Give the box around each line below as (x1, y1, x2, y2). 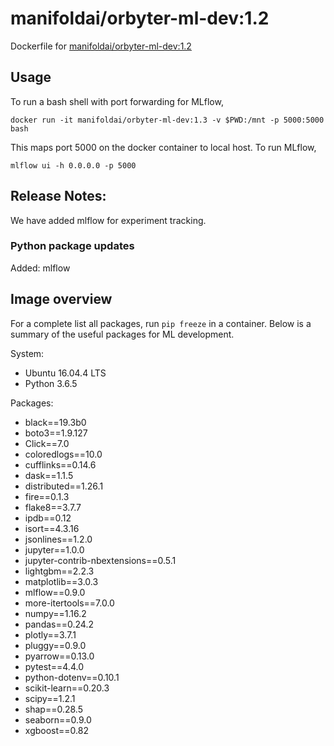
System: (10, 347, 45, 359)
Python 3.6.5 (24, 377, 78, 389)
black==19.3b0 (24, 416, 87, 428)
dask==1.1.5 (24, 469, 74, 481)
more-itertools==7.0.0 (24, 597, 115, 609)
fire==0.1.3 (24, 490, 70, 502)
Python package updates (10, 239, 135, 253)
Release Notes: (10, 188, 107, 205)
